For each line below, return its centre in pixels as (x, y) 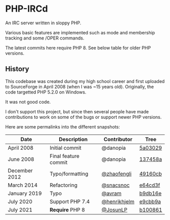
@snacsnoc (116, 185)
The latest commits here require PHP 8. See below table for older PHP (78, 48)
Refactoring (63, 185)
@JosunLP (114, 209)
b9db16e (150, 193)
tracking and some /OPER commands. (45, 38)
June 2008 (21, 159)
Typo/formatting (69, 173)
